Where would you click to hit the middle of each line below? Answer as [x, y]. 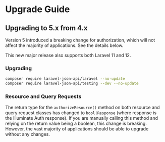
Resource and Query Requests [43, 96]
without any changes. [28, 134]
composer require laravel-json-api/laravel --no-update [65, 79]
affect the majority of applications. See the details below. [64, 45]
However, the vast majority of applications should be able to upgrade [77, 129]
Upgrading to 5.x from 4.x [46, 28]
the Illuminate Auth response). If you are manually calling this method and [81, 118]
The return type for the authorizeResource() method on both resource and [82, 108]
